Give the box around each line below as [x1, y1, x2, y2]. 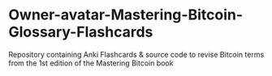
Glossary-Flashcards [8, 23, 153, 41]
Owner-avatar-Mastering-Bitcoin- [8, 6, 244, 24]
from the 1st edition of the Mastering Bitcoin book [8, 58, 174, 68]
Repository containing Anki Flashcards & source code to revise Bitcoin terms [8, 49, 265, 59]
